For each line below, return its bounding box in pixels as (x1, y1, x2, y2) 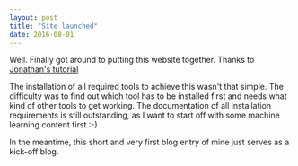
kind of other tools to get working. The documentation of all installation (9, 100, 272, 111)
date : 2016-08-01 (9, 30, 74, 39)
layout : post (9, 13, 58, 22)
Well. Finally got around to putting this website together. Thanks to (9, 55, 255, 66)
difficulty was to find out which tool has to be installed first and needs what (9, 91, 287, 101)
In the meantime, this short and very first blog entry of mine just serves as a (9, 136, 290, 148)
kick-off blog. (9, 146, 59, 157)
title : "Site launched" (9, 22, 99, 31)
